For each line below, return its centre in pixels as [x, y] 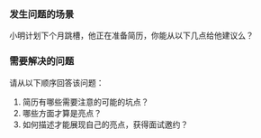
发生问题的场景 [42, 14]
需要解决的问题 [42, 61]
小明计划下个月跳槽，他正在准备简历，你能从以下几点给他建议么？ [131, 36]
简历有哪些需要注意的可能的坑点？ [85, 102]
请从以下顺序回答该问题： [57, 82]
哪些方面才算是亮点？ [62, 113]
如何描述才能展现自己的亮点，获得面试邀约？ [105, 124]
